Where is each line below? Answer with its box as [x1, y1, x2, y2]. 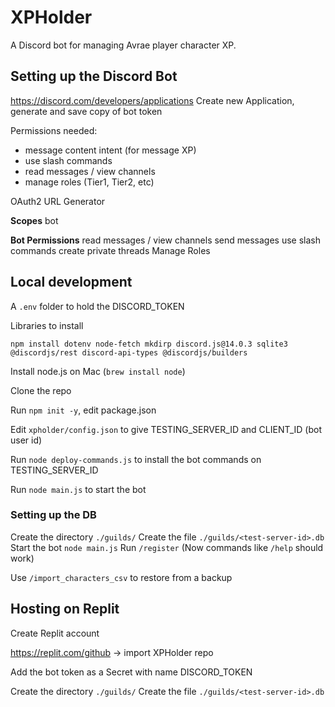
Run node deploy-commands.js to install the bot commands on [10, 453, 262, 465]
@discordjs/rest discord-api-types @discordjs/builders [10, 347, 248, 358]
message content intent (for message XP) [24, 144, 197, 156]
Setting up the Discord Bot [10, 68, 178, 85]
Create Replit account [10, 627, 100, 639]
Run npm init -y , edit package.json [10, 404, 157, 416]
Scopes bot [10, 214, 59, 226]
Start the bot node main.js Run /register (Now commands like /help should [10, 541, 324, 553]
